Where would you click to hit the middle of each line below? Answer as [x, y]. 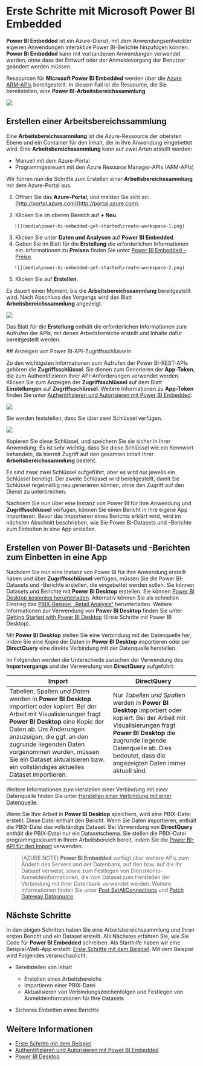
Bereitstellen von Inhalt [43, 967]
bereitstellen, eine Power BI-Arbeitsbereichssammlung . [76, 91]
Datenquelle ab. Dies [142, 748]
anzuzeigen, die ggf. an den [49, 736]
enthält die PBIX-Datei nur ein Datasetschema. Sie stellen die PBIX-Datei [96, 833]
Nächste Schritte [39, 915]
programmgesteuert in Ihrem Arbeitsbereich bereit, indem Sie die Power [96, 840]
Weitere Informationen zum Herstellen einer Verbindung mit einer [87, 789]
